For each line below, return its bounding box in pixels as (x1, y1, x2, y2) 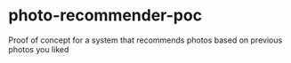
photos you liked (8, 43, 69, 54)
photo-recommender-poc (8, 5, 202, 26)
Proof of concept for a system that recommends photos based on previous (8, 35, 283, 45)
